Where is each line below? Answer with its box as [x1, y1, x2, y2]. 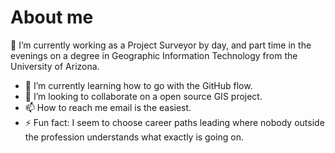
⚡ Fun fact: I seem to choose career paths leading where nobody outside [24, 116, 325, 128]
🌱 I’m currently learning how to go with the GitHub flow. [24, 79, 253, 91]
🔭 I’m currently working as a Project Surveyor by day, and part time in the [10, 39, 312, 51]
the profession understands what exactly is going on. [24, 131, 244, 143]
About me [10, 6, 94, 29]
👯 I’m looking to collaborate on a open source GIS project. [24, 90, 263, 102]
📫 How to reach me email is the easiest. [24, 101, 192, 113]
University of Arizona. [10, 60, 100, 72]
